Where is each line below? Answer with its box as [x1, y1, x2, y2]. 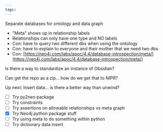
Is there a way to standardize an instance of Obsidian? [5, 66, 115, 71]
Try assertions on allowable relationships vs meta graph [12, 105, 125, 110]
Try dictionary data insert [12, 121, 64, 127]
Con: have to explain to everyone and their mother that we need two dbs [12, 45, 158, 51]
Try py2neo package [12, 94, 54, 100]
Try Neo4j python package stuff [12, 110, 77, 116]
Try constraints [12, 99, 43, 105]
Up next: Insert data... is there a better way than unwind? [5, 84, 120, 90]
